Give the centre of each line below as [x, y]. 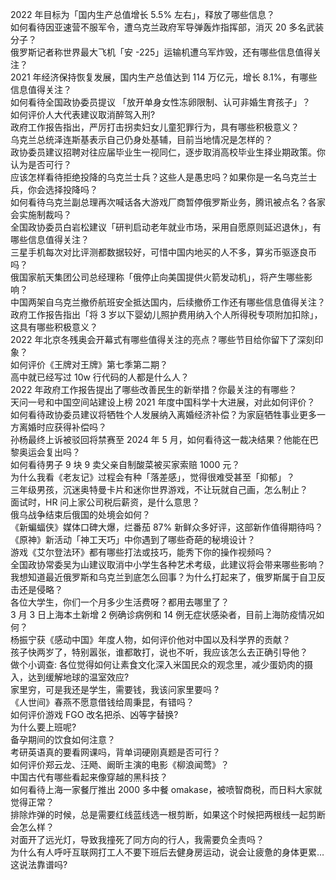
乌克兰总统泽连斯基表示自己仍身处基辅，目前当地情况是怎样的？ [141, 139]
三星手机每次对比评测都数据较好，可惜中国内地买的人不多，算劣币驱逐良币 [163, 252]
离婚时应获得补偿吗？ [62, 427]
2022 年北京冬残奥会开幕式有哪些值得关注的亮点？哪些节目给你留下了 [154, 339]
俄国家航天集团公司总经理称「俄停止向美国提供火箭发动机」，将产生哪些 [157, 277]
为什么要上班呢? [43, 727]
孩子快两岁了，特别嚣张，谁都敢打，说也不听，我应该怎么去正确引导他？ [159, 652]
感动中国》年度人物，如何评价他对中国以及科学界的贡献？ [172, 639]
